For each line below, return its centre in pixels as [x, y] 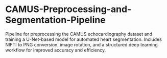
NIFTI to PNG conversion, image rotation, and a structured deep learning [82, 44]
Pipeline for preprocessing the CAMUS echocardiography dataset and [79, 34]
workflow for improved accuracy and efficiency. [56, 50]
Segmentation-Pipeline [55, 20]
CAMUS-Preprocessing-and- [68, 9]
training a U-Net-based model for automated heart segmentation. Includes [83, 39]
